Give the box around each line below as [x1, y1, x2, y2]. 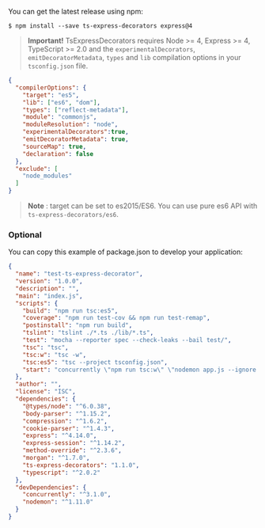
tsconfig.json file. [27, 61, 89, 70]
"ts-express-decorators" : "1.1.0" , [22, 461, 140, 469]
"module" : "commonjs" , [22, 113, 97, 121]
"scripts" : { [15, 299, 59, 307]
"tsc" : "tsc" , [22, 344, 69, 351]
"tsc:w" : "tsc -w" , [22, 351, 87, 359]
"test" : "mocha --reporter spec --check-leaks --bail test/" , [22, 336, 232, 344]
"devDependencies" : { [15, 483, 87, 492]
